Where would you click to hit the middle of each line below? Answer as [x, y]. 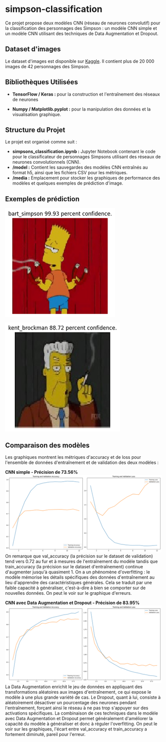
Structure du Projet [35, 130]
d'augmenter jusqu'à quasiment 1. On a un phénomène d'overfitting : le [78, 572]
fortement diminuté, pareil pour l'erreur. [45, 735]
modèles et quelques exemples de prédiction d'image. [68, 183]
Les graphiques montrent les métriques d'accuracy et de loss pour [73, 457]
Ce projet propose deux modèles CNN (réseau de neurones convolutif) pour [83, 23]
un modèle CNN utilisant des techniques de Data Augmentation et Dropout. [82, 33]
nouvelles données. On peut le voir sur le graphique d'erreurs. [69, 593]
